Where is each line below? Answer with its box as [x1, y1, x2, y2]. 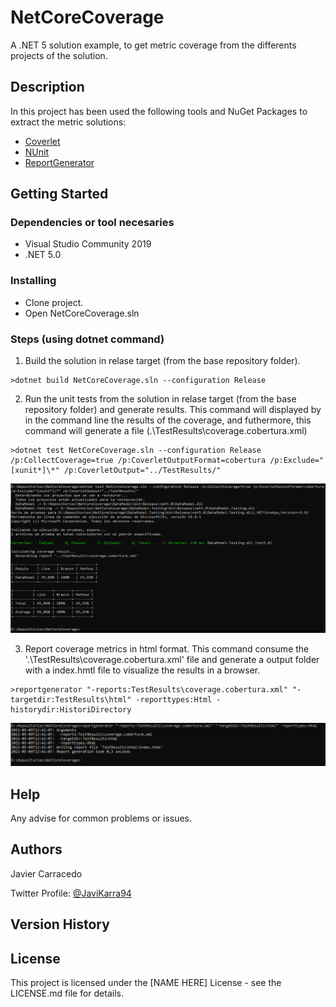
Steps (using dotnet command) [10, 332, 165, 346]
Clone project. [24, 296, 84, 308]
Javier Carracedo [10, 867, 83, 880]
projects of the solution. [10, 49, 108, 61]
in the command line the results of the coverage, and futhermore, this [24, 414, 312, 426]
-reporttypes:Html [135, 694, 213, 705]
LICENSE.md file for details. [10, 987, 124, 999]
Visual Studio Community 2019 [24, 238, 152, 250]
